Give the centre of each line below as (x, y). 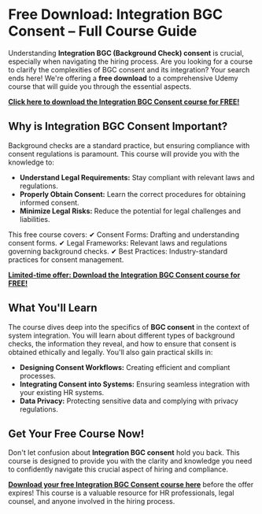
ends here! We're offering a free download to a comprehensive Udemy (123, 78)
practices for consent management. (66, 259)
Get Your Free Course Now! (76, 433)
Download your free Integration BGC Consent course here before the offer (131, 485)
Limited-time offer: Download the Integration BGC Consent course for (124, 275)
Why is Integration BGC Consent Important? (118, 126)
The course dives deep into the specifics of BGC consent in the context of (129, 327)
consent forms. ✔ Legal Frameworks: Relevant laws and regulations (118, 242)
